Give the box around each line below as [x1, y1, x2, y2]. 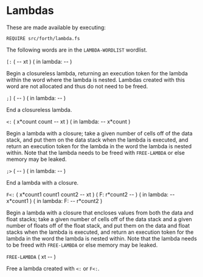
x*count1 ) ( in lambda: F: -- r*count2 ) [6, 197, 103, 204]
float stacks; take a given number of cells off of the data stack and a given [6, 215, 193, 222]
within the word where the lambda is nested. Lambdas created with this [6, 76, 185, 83]
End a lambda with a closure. [6, 179, 79, 186]
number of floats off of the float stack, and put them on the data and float [6, 222, 190, 229]
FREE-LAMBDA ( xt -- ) [6, 253, 57, 260]
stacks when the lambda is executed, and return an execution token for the [6, 228, 194, 236]
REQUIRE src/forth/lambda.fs [6, 35, 80, 41]
